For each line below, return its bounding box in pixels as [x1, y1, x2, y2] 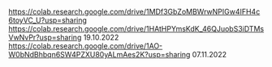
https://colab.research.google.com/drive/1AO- [8, 41, 163, 51]
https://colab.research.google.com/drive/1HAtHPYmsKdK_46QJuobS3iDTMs [8, 24, 265, 33]
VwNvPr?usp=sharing [8, 32, 82, 42]
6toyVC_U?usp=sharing [8, 15, 88, 25]
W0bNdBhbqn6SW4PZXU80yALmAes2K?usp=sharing [8, 50, 191, 59]
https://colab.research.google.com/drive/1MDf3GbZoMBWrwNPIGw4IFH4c [8, 7, 261, 16]
